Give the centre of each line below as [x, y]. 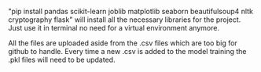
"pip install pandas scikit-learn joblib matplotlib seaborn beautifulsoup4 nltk [131, 11]
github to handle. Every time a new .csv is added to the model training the [127, 51]
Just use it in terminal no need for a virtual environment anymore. [114, 28]
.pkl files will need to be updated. [62, 59]
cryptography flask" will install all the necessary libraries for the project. [125, 20]
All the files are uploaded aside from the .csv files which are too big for [123, 43]
